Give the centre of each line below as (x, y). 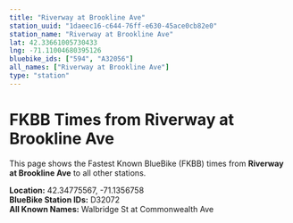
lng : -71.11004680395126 (55, 51)
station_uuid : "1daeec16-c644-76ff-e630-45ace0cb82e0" (113, 26)
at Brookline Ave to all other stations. (78, 173)
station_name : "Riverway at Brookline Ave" (92, 34)
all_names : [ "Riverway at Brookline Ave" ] (89, 68)
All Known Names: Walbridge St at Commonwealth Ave (112, 209)
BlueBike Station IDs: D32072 (65, 199)
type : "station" (39, 76)
